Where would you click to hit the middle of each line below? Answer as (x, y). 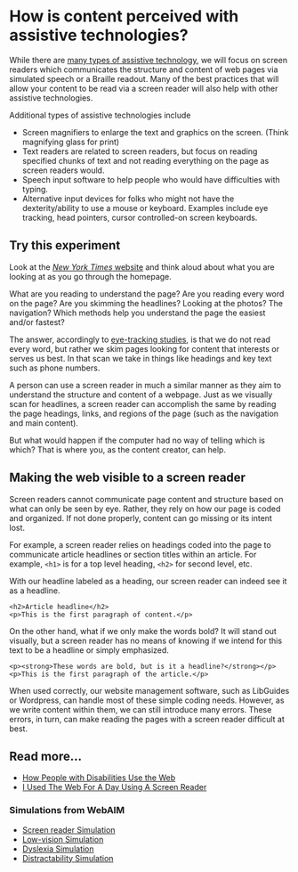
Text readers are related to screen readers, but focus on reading (140, 151)
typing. (35, 189)
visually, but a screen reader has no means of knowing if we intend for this (146, 640)
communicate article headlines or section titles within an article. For (133, 554)
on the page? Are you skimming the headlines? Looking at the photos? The (146, 303)
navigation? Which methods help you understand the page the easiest (137, 313)
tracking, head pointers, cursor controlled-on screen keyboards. (140, 217)
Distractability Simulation (68, 858)
